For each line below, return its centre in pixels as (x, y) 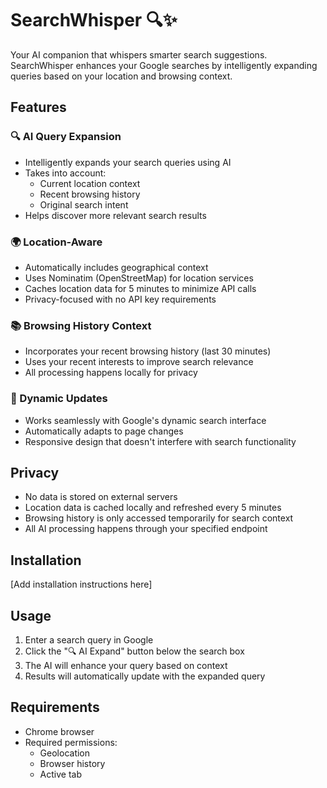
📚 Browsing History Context (81, 325)
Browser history (72, 763)
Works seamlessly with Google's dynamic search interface (145, 420)
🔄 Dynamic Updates (59, 399)
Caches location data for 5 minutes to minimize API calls (140, 288)
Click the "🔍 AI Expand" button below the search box (134, 651)
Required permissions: (71, 742)
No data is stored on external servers (101, 497)
